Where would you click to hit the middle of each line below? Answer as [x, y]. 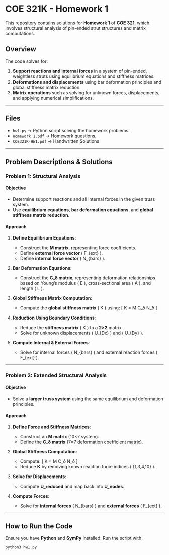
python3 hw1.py [21, 547]
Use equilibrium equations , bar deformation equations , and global [83, 210]
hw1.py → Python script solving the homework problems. [71, 130]
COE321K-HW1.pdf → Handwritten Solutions [56, 141]
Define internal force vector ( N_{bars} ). [63, 258]
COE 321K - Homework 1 [57, 9]
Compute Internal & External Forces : [51, 343]
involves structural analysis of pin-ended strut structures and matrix [75, 28]
